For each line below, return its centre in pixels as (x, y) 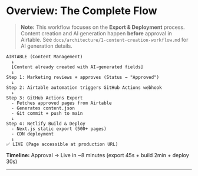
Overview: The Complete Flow (82, 11)
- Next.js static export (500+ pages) (59, 129)
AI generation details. (46, 46)
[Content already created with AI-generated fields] (77, 67)
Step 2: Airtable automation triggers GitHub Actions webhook (84, 87)
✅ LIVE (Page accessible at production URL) (62, 144)
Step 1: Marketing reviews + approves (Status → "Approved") (83, 77)
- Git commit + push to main (47, 113)
